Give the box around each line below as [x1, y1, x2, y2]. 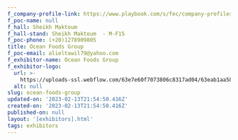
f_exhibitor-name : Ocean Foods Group [7, 57, 119, 64]
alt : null [13, 83, 42, 90]
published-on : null [7, 109, 65, 116]
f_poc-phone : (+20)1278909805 [7, 37, 97, 44]
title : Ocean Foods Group [7, 43, 84, 50]
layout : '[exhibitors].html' [7, 115, 93, 122]
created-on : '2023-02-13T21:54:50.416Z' [7, 103, 129, 110]
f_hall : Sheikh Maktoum [7, 23, 78, 30]
